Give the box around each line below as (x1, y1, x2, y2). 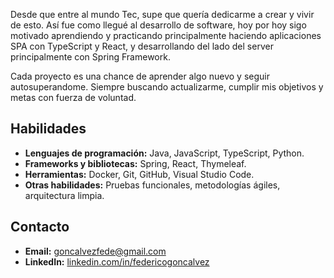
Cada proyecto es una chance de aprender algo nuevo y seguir (10, 70, 271, 82)
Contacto (10, 219, 70, 236)
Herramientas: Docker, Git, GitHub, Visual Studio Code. (24, 168, 255, 180)
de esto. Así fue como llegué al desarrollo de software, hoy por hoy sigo (10, 19, 307, 31)
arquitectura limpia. (24, 189, 105, 201)
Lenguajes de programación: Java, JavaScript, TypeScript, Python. (24, 147, 305, 159)
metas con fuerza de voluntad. (10, 92, 137, 103)
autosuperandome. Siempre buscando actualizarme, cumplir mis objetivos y (10, 81, 324, 93)
